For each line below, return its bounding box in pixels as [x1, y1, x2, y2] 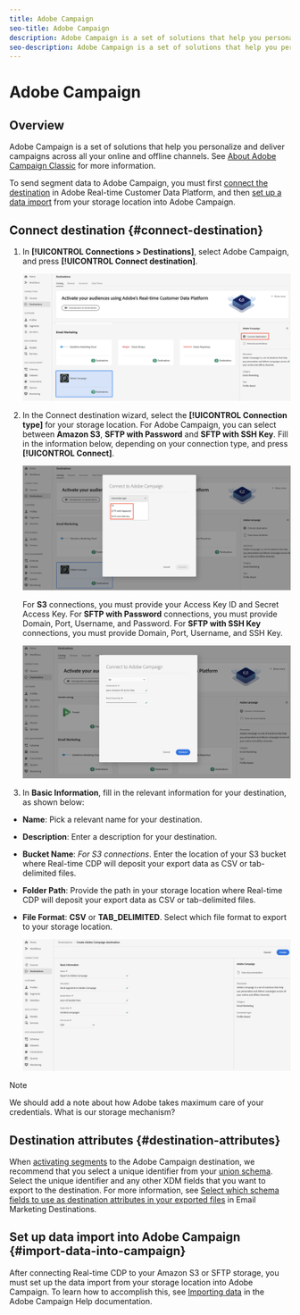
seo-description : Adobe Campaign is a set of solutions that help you [9, 43, 278, 52]
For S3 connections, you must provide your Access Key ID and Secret [21, 599, 279, 610]
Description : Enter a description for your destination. [21, 831, 218, 842]
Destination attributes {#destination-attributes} [9, 1133, 281, 1148]
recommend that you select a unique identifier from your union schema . [9, 1166, 273, 1177]
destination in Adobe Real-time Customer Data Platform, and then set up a [9, 188, 282, 198]
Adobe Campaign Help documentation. [9, 1295, 153, 1306]
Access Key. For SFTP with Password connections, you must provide [21, 608, 279, 620]
